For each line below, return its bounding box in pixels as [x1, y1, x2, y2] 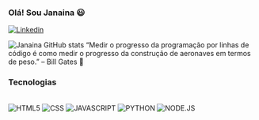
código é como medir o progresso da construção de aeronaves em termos [8, 49, 251, 58]
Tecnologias [8, 77, 57, 88]
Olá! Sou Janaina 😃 [8, 7, 86, 18]
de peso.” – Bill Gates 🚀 [8, 57, 85, 66]
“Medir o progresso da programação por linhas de [86, 40, 249, 50]
